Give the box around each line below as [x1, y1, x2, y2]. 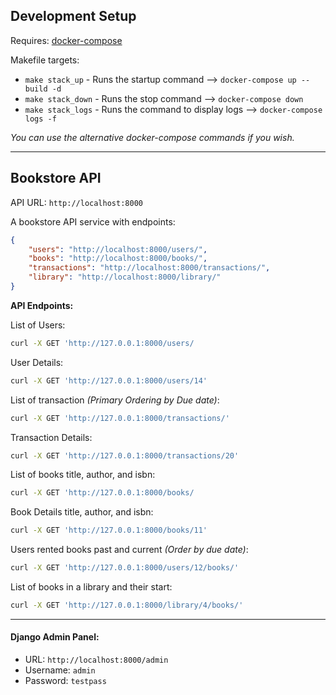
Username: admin [24, 664, 96, 676]
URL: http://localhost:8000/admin [24, 654, 169, 666]
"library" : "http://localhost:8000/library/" [28, 272, 222, 283]
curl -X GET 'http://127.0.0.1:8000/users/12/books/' [10, 563, 240, 573]
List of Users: [10, 319, 66, 331]
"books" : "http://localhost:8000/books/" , [28, 254, 208, 264]
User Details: [10, 356, 64, 368]
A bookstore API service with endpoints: [10, 215, 176, 228]
